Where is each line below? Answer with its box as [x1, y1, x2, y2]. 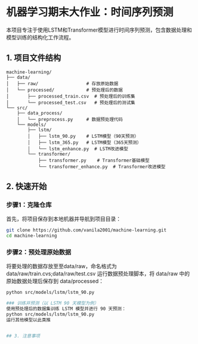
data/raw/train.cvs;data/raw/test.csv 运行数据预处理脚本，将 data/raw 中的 [6, 270, 190, 277]
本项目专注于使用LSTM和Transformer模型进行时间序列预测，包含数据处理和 [6, 26, 192, 33]
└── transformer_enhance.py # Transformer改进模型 [38, 163, 166, 170]
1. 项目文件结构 [6, 53, 61, 63]
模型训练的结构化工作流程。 [6, 33, 75, 41]
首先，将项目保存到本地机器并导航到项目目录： [6, 215, 121, 222]
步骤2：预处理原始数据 [6, 248, 72, 256]
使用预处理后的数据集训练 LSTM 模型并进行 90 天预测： [6, 306, 126, 312]
